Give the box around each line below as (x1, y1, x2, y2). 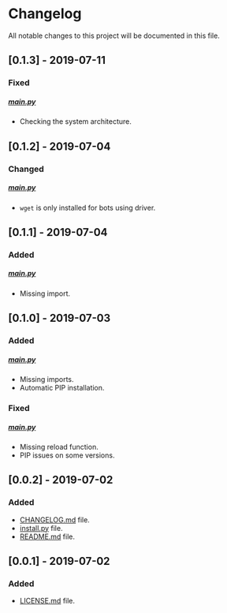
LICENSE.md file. (19, 596, 76, 606)
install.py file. (19, 523, 63, 533)
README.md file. (19, 532, 76, 541)
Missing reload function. (19, 442, 99, 451)
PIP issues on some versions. (19, 450, 115, 460)
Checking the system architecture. (19, 117, 132, 126)
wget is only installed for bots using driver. (19, 203, 156, 212)
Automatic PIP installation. (19, 383, 105, 393)
